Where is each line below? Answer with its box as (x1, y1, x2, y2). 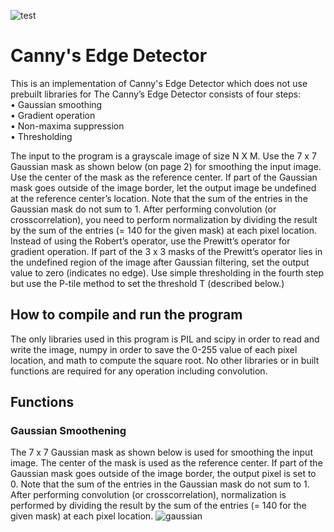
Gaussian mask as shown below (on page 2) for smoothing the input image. (10, 160, 322, 172)
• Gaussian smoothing (10, 98, 103, 110)
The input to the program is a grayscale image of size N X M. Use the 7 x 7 (10, 150, 317, 162)
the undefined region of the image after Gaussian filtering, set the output (10, 256, 310, 268)
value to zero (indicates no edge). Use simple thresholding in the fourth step (10, 266, 325, 279)
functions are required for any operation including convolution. (10, 365, 268, 377)
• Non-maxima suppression (10, 120, 125, 132)
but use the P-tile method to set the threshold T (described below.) (10, 277, 285, 289)
